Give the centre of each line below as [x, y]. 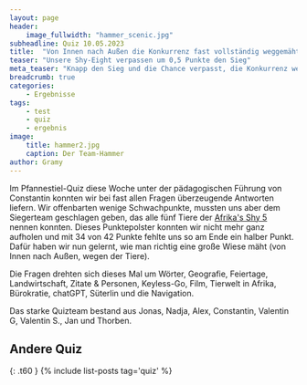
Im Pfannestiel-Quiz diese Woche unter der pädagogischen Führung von [146, 188]
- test [38, 111]
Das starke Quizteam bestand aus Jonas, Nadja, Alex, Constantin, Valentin [149, 310]
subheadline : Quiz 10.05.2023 [67, 43]
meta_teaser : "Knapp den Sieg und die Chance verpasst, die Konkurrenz [148, 69]
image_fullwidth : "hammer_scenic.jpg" [100, 35]
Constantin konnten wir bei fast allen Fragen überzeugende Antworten [142, 198]
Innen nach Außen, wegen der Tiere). [80, 255]
